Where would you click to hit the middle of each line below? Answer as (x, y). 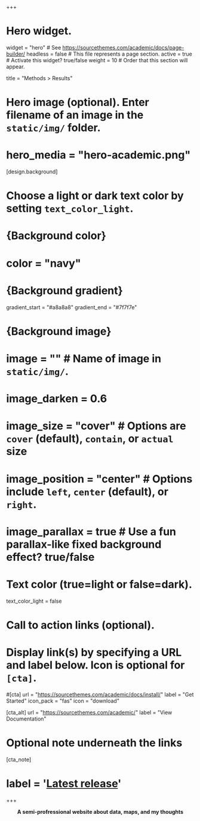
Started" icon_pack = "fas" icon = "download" (63, 701)
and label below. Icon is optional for (96, 665)
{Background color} (56, 236)
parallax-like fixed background (84, 544)
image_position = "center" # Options (99, 479)
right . (21, 504)
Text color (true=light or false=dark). (99, 584)
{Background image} (59, 331)
